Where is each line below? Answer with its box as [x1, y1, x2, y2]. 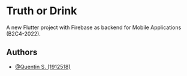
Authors [6, 47, 38, 58]
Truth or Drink [6, 4, 77, 18]
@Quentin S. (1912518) [14, 63, 71, 70]
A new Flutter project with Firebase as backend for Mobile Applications [6, 24, 182, 31]
